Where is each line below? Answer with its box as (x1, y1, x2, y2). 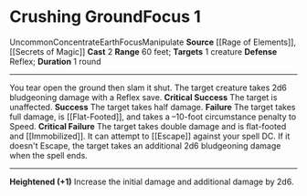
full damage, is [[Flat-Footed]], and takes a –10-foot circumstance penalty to (9, 111, 297, 122)
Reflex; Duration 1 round (9, 56, 102, 67)
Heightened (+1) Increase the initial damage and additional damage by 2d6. (9, 176, 294, 187)
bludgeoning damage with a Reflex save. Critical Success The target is (9, 91, 278, 102)
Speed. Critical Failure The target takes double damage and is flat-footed (9, 120, 287, 131)
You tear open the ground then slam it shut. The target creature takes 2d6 (9, 82, 288, 93)
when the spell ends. (9, 150, 89, 160)
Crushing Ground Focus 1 (9, 6, 201, 27)
